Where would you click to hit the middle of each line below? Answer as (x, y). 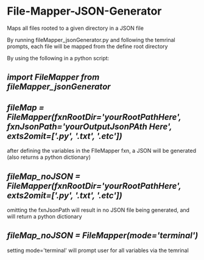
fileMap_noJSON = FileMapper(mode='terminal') (103, 236)
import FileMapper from (53, 77)
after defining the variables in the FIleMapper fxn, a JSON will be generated (102, 151)
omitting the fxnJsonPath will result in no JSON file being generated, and (98, 210)
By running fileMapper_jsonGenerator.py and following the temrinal (91, 40)
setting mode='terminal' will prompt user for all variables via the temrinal (98, 250)
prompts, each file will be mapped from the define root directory (87, 46)
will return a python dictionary (44, 216)
